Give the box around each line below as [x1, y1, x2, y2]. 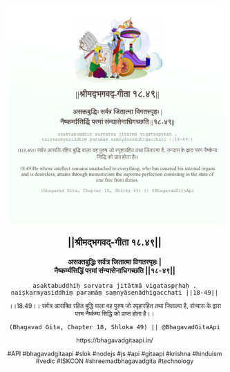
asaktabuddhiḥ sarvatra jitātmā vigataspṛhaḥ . [32, 282, 197, 289]
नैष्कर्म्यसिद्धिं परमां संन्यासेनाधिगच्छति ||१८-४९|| [53, 266, 176, 275]
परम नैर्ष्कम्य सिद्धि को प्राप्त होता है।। [75, 309, 155, 317]
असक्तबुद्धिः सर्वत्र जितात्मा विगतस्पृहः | [67, 257, 162, 267]
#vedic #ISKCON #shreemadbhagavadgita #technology [35, 357, 194, 365]
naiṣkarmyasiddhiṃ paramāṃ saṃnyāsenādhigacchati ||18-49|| [10, 288, 219, 296]
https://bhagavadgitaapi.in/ [76, 336, 153, 344]
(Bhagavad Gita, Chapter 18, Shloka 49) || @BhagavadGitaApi [8, 323, 221, 331]
